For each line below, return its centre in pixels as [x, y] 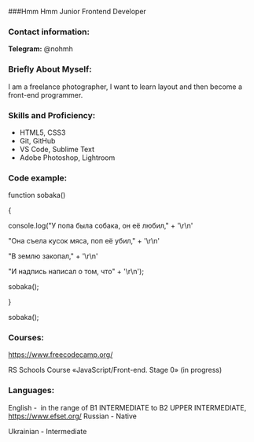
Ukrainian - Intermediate [48, 431]
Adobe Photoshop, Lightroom [67, 158]
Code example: [38, 178]
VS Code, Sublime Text [57, 149]
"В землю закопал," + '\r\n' [53, 256]
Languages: [31, 391]
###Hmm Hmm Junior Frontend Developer [77, 11]
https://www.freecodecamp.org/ [61, 355]
